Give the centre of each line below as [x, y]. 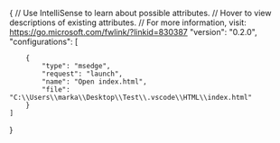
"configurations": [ [44, 41]
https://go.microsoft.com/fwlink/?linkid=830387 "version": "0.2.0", [133, 32]
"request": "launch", [83, 74]
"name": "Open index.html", [94, 82]
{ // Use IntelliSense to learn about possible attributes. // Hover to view [140, 13]
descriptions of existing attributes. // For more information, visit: [128, 22]
